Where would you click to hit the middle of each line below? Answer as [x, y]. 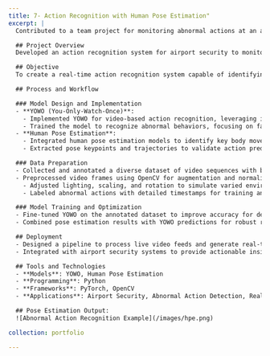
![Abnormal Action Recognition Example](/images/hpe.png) [115, 318]
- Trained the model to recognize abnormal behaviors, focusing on [138, 126]
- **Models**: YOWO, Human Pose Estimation [89, 274]
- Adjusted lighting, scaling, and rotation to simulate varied [133, 186]
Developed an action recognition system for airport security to [127, 53]
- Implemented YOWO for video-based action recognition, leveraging [140, 119]
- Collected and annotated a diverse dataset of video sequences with [136, 170]
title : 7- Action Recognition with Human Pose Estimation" [109, 16]
